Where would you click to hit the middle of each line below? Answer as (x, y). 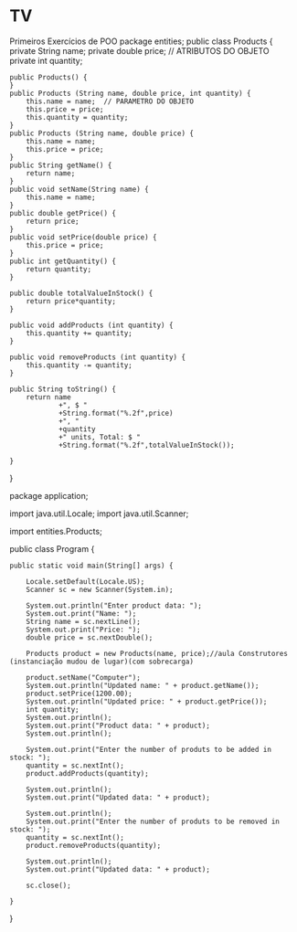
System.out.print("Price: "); (84, 630)
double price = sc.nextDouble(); (90, 637)
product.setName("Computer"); (84, 677)
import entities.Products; (56, 531)
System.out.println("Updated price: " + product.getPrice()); (147, 701)
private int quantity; (46, 60)
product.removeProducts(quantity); (94, 845)
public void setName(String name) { (79, 189)
